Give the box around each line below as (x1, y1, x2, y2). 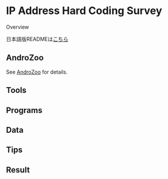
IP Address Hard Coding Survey (6, 4, 162, 18)
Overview (6, 23, 29, 30)
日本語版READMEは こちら (6, 35, 69, 42)
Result (6, 165, 30, 175)
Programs (6, 105, 43, 115)
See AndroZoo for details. (6, 68, 68, 75)
